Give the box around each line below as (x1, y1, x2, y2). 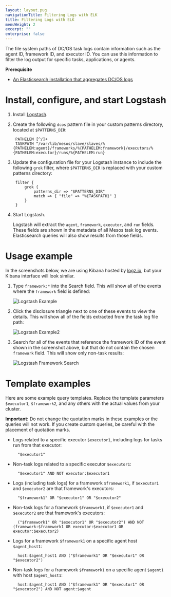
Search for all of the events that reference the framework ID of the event (12, 339, 166, 345)
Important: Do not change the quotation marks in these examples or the (5, 416, 158, 422)
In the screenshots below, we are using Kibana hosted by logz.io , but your (5, 267, 162, 273)
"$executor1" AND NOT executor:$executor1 (17, 471, 110, 476)
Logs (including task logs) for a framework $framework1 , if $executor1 (12, 480, 159, 486)
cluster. (5, 405, 22, 412)
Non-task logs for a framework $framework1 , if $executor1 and (12, 504, 144, 510)
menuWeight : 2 (5, 22, 36, 27)
